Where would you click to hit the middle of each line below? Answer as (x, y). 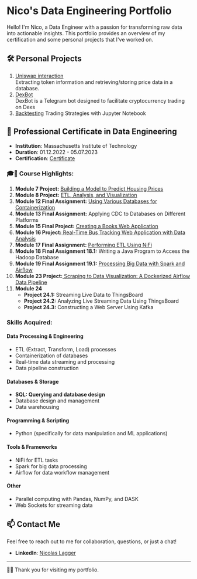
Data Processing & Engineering (45, 336)
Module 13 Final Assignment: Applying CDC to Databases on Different (100, 214)
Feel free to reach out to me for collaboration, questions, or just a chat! (92, 541)
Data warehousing (37, 407)
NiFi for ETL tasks (36, 460)
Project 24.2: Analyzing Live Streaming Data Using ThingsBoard (101, 301)
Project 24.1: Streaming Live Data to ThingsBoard (83, 294)
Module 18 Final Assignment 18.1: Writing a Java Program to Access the (102, 251)
